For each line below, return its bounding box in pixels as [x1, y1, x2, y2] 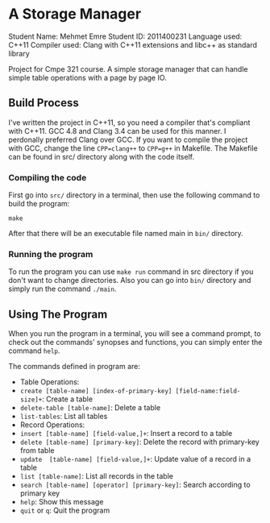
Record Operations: [19, 420, 85, 430]
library [8, 48, 30, 58]
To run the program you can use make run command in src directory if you [8, 267, 254, 276]
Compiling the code [8, 172, 87, 183]
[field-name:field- [175, 388, 241, 396]
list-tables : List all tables [19, 412, 108, 421]
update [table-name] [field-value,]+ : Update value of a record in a [19, 455, 251, 464]
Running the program [8, 248, 93, 259]
